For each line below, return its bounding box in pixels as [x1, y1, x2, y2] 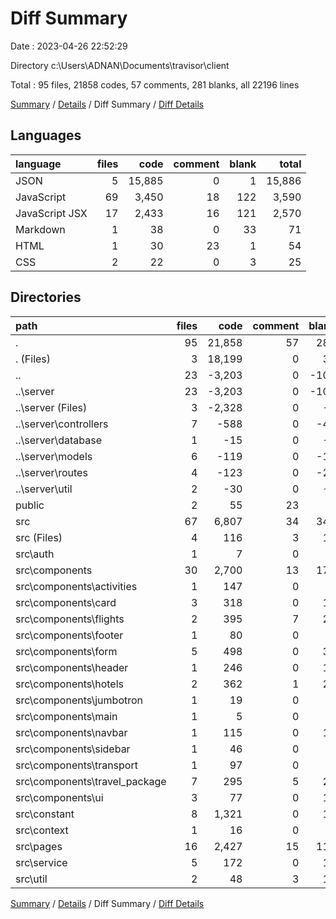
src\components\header [15, 660, 129, 674]
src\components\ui [15, 790, 104, 804]
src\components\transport [15, 758, 138, 772]
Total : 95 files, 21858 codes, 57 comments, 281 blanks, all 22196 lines [10, 78, 300, 91]
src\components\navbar [15, 725, 128, 739]
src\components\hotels [15, 677, 125, 691]
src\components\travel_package [15, 774, 167, 788]
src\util [15, 872, 48, 886]
